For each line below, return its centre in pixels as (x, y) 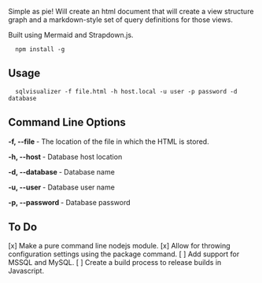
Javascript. (26, 271)
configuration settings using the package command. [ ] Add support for (124, 254)
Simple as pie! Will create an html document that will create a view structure (131, 11)
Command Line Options (67, 122)
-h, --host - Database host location (65, 156)
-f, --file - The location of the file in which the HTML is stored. (109, 141)
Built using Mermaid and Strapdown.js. (71, 35)
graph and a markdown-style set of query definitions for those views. (121, 20)
